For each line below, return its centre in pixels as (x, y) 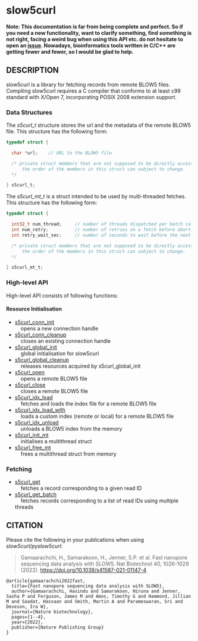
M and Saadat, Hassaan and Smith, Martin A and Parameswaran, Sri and (95, 601)
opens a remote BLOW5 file (54, 378)
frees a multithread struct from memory (68, 454)
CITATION (24, 526)
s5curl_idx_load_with (40, 410)
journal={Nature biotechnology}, (52, 611)
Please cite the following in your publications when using (75, 539)
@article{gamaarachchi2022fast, (46, 581)
